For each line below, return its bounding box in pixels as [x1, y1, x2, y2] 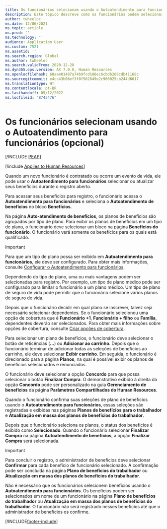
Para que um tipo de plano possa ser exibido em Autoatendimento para [5, 254, 153, 260]
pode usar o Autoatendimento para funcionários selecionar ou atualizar [5, 178, 154, 184]
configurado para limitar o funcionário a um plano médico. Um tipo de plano [5, 284, 161, 290]
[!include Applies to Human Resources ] [5, 163, 85, 169]
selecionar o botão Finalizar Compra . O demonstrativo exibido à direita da [5, 377, 158, 383]
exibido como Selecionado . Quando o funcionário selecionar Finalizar [5, 427, 149, 433]
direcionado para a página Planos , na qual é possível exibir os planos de [5, 356, 154, 362]
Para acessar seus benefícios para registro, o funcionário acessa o [5, 193, 143, 199]
